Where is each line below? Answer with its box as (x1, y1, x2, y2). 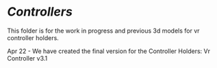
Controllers (7, 4, 73, 20)
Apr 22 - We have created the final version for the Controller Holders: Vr (7, 47, 211, 55)
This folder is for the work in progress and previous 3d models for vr (7, 27, 200, 35)
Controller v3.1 (7, 54, 48, 62)
